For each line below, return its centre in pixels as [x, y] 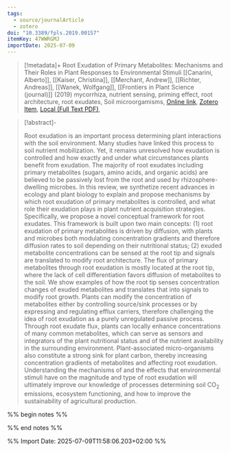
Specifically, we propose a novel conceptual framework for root [114, 216]
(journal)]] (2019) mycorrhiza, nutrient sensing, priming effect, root [118, 94]
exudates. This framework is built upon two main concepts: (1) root [118, 224]
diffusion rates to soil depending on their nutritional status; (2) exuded [123, 246]
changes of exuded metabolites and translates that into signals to [116, 289]
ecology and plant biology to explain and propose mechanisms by [117, 194]
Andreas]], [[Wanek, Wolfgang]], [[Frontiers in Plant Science [109, 87]
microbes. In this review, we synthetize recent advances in [132, 187]
